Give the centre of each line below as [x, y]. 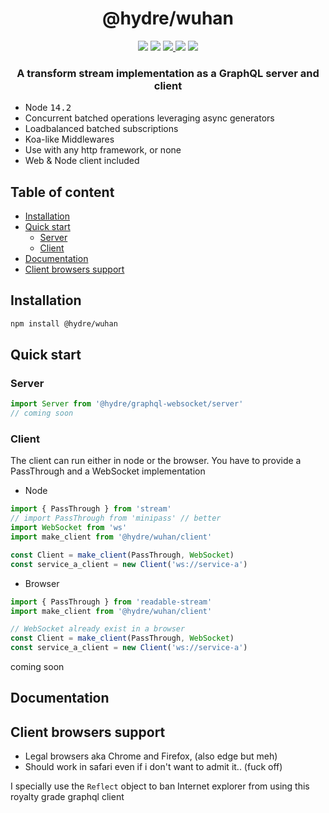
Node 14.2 [48, 108]
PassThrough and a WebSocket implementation [108, 471]
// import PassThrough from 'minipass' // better [116, 518]
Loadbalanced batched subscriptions [101, 129]
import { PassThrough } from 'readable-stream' [111, 602]
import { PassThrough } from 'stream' [91, 509]
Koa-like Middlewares [69, 139]
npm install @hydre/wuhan [64, 323]
